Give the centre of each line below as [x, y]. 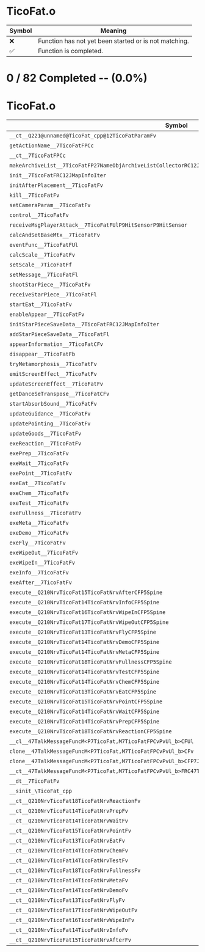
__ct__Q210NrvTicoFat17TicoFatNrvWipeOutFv [74, 910]
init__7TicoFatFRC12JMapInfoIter [58, 176]
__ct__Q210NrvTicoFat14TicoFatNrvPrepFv [69, 811]
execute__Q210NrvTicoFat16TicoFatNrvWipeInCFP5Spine [88, 613]
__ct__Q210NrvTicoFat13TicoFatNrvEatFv [67, 841]
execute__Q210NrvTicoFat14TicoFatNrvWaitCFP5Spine [85, 712]
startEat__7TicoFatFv [41, 305]
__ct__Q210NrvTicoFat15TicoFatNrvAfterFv [70, 940]
